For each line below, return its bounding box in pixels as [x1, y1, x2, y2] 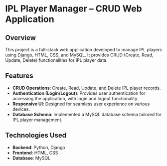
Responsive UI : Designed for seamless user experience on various [12, 101, 150, 107]
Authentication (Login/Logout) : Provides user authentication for [12, 90, 146, 96]
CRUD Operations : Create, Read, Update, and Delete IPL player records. [12, 85, 161, 91]
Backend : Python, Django [12, 144, 66, 150]
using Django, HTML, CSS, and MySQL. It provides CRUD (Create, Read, [5, 52, 154, 58]
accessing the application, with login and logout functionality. [12, 95, 139, 101]
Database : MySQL [12, 155, 51, 161]
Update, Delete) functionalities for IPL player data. [5, 57, 108, 63]
